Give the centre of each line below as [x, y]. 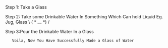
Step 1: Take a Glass [26, 7]
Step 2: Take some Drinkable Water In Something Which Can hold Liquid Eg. [84, 17]
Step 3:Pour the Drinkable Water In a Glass [50, 31]
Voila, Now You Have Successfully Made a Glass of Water [73, 41]
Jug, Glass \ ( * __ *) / [27, 22]
